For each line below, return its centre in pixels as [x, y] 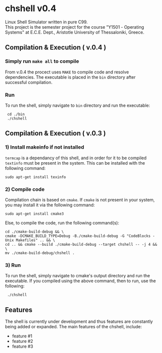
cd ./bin [16, 114]
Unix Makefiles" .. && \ [30, 240]
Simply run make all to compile [42, 61]
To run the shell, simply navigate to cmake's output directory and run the [78, 276]
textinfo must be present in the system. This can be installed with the [75, 163]
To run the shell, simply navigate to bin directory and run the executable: [78, 105]
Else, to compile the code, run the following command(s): [62, 223]
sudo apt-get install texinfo [36, 177]
